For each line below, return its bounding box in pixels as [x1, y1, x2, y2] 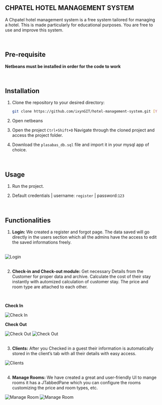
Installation [5, 87, 40, 95]
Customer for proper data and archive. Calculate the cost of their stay [12, 274, 151, 279]
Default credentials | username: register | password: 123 [12, 193, 125, 198]
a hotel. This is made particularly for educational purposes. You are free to [5, 22, 153, 28]
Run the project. [12, 183, 44, 189]
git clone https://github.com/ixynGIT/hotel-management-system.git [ [12, 109, 156, 114]
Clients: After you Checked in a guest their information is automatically [12, 345, 154, 351]
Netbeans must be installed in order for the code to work [5, 63, 121, 69]
